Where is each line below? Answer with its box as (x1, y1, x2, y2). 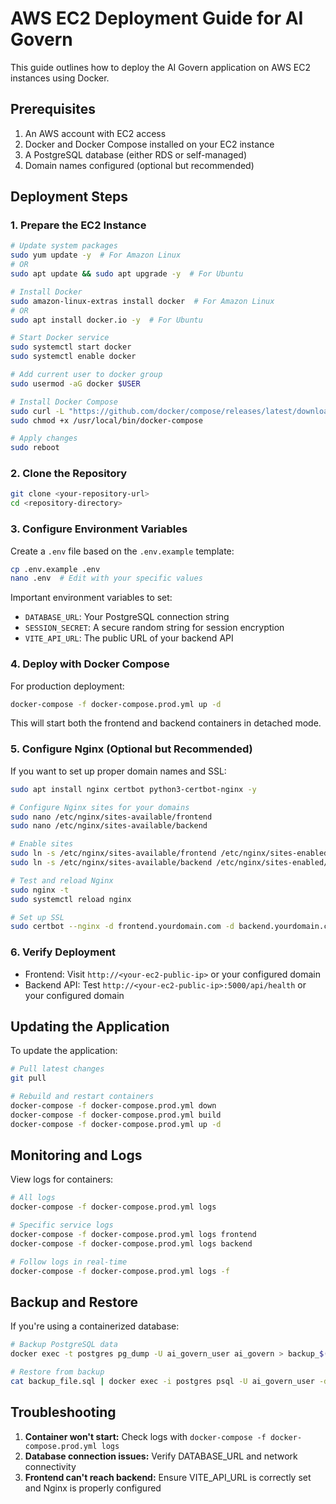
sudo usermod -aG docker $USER (10, 378, 141, 389)
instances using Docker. (10, 72, 110, 84)
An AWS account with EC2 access (24, 127, 167, 139)
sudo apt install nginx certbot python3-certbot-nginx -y (10, 784, 257, 794)
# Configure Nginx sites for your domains (10, 802, 190, 812)
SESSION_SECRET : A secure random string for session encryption (24, 622, 285, 634)
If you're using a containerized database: (10, 1320, 180, 1332)
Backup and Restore (10, 1293, 139, 1311)
